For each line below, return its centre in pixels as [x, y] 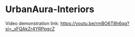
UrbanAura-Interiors [50, 9]
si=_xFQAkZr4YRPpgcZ [30, 28]
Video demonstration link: [32, 23]
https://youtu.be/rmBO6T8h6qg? [95, 23]
